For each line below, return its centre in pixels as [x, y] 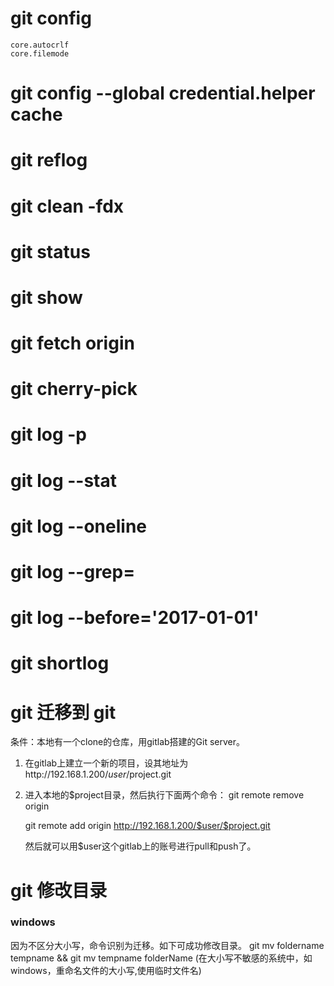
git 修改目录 [59, 890]
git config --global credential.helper [163, 93]
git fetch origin [72, 343]
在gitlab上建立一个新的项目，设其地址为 [106, 763]
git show [46, 297]
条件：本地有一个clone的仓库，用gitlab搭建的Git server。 [128, 742]
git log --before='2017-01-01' [135, 618]
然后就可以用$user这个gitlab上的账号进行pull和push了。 [140, 846]
